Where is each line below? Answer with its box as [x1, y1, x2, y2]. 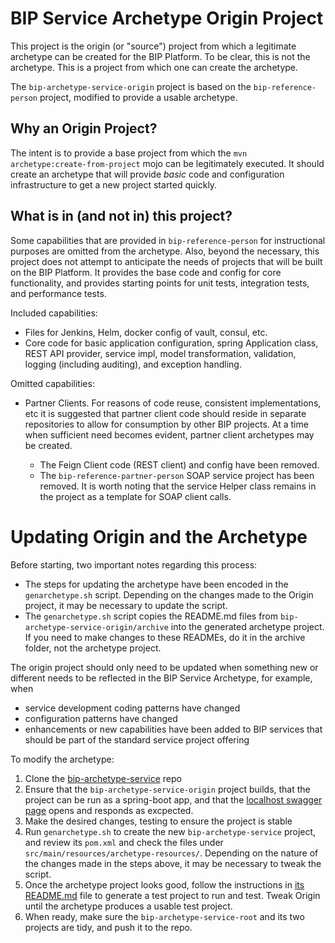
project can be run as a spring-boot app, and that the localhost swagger [24, 793, 323, 806]
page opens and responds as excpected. [24, 804, 194, 816]
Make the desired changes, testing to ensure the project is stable [24, 815, 293, 827]
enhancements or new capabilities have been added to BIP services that [24, 723, 323, 735]
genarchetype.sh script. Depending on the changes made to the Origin [24, 588, 314, 601]
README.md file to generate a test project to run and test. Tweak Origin [24, 889, 321, 901]
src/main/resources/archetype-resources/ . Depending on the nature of [24, 847, 319, 859]
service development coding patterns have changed [24, 702, 241, 714]
